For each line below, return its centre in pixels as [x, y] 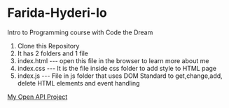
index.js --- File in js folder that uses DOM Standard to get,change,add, [120, 76]
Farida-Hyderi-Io [57, 13]
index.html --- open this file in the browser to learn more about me [113, 60]
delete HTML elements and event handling [78, 83]
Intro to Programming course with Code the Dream [80, 32]
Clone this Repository [48, 46]
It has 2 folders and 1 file [53, 53]
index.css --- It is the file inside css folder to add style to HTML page [117, 68]
